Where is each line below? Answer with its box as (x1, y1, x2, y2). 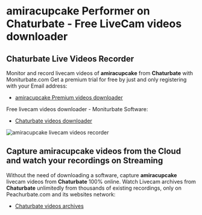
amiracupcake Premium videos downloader (14, 94, 123, 101)
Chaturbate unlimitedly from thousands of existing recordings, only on (6, 184, 182, 192)
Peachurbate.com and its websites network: (6, 190, 116, 198)
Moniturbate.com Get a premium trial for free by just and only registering (6, 76, 187, 83)
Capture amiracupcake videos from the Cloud (6, 146, 181, 157)
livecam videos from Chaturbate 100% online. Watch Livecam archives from (6, 178, 196, 185)
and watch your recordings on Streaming (6, 156, 163, 166)
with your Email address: (6, 82, 68, 89)
